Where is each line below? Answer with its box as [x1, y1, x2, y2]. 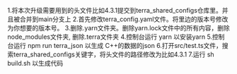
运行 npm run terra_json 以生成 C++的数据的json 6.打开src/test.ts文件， [13, 42, 223, 49]
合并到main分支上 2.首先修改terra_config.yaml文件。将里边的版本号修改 [19, 15, 229, 23]
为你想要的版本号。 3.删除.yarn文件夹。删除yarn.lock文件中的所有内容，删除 [7, 24, 230, 32]
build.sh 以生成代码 [7, 59, 64, 67]
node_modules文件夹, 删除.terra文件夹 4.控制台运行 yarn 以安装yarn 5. [7, 32, 213, 41]
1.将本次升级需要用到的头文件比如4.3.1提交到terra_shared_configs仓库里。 [7, 6, 223, 14]
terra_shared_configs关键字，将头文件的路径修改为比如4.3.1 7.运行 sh [13, 50, 214, 58]
